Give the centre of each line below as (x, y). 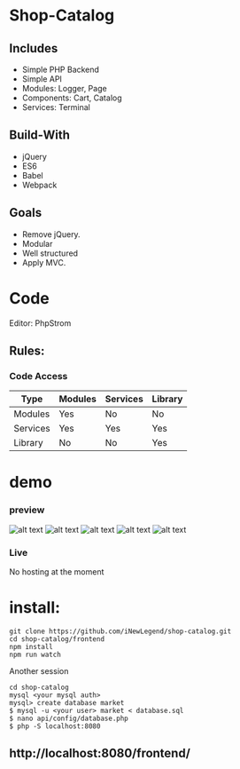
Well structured (50, 253)
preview (27, 510)
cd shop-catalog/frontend (57, 639)
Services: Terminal (56, 107)
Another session (39, 670)
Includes (34, 48)
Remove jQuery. (51, 234)
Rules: (27, 350)
